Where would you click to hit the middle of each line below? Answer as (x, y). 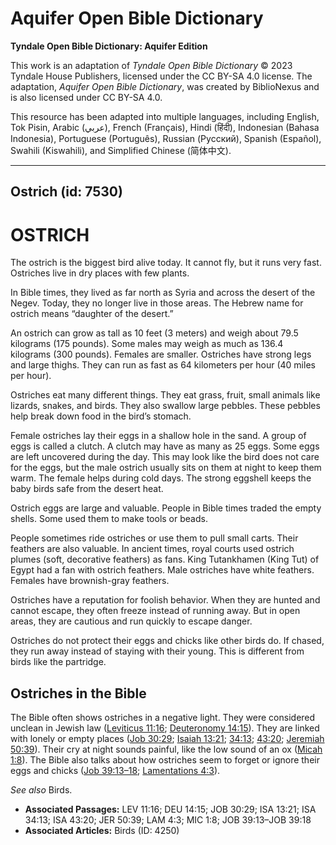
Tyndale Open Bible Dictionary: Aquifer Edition (109, 46)
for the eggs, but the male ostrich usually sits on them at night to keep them (166, 468)
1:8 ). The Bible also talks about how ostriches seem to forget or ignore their (165, 760)
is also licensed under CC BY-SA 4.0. (86, 97)
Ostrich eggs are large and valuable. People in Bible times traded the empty (166, 508)
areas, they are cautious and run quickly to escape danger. (131, 621)
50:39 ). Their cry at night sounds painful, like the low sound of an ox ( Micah (166, 749)
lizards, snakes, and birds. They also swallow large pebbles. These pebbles (165, 406)
